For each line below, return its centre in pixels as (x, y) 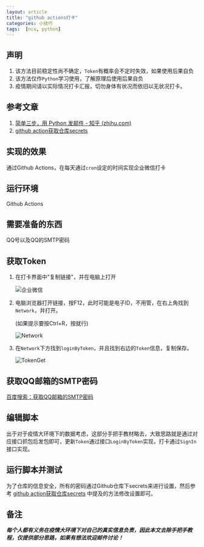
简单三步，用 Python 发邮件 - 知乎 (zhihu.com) (73, 123)
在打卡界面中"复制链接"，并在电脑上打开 (66, 277)
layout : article (27, 12)
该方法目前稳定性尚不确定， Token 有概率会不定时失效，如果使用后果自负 (104, 71)
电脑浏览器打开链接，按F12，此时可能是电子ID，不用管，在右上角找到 (102, 303)
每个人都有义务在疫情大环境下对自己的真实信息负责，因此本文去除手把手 (97, 530)
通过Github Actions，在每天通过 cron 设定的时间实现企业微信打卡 (86, 168)
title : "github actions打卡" (42, 18)
